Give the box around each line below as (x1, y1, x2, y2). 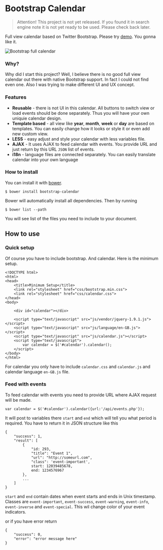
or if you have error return (5, 518, 57, 524)
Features (5, 94, 27, 101)
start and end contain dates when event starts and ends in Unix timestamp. (5, 493, 157, 499)
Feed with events (5, 381, 47, 388)
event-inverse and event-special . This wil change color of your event (5, 504, 145, 510)
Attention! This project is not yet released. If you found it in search (17, 19, 150, 25)
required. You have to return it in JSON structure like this (5, 420, 118, 426)
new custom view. (12, 131, 49, 137)
